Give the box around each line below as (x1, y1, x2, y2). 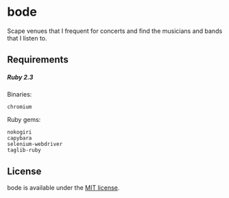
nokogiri (7, 129, 32, 136)
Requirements (7, 54, 69, 66)
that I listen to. (7, 34, 47, 42)
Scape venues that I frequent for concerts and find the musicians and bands (7, 27, 223, 35)
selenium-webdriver (7, 141, 63, 148)
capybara (7, 135, 32, 142)
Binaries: (7, 90, 32, 99)
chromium (7, 103, 32, 110)
